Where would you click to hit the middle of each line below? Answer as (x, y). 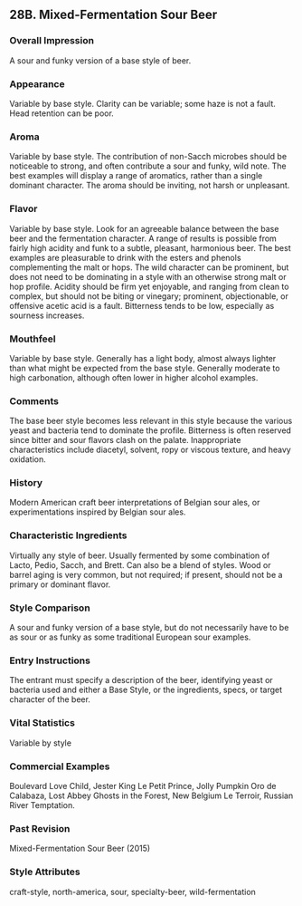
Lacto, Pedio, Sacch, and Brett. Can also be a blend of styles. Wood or (140, 564)
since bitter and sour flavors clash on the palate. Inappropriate (125, 440)
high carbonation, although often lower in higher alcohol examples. (134, 377)
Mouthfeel (33, 339)
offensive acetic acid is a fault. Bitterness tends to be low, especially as (142, 305)
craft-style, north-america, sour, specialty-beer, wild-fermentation (132, 892)
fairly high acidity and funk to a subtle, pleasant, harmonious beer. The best (150, 247)
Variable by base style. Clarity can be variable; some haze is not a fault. (142, 103)
